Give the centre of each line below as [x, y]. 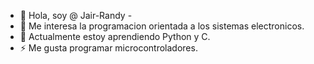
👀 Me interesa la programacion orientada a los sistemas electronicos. [162, 26]
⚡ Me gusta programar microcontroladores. [108, 48]
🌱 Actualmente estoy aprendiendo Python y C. [115, 36]
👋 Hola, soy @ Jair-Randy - [76, 15]
